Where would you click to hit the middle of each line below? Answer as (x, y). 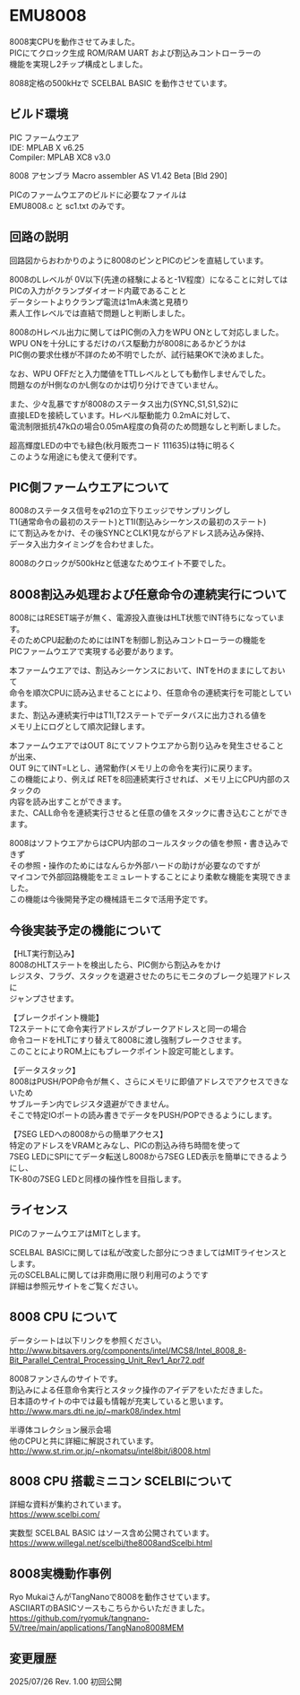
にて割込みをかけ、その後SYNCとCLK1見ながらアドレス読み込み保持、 (139, 533)
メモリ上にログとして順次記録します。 (80, 727)
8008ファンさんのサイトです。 (66, 1378)
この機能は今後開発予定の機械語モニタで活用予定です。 (111, 899)
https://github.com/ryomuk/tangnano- (80, 1618)
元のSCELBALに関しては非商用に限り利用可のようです (109, 1274)
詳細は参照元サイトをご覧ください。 (76, 1286)
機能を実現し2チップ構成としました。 (78, 64)
